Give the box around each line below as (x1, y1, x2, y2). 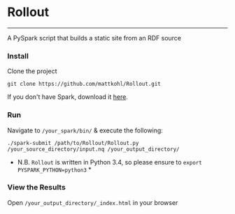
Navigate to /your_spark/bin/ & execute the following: (7, 126, 163, 135)
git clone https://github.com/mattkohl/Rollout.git (7, 81, 161, 88)
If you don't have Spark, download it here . (7, 93, 128, 101)
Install (7, 51, 29, 61)
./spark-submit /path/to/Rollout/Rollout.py (7, 139, 139, 146)
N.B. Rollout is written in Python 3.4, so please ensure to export (17, 158, 203, 166)
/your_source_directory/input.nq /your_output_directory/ (7, 146, 180, 153)
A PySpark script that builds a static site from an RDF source (7, 33, 182, 42)
